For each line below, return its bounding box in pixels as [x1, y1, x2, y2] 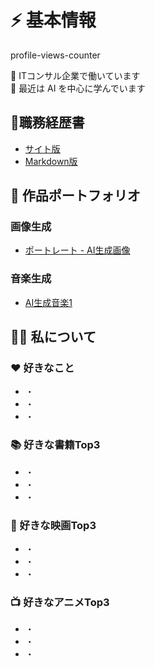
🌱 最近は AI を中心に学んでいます [10, 82, 146, 94]
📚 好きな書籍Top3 [10, 438, 101, 452]
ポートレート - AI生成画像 [24, 244, 131, 256]
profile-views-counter [10, 49, 101, 61]
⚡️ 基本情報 [10, 9, 97, 32]
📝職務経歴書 [10, 114, 85, 131]
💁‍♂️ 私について [10, 329, 97, 346]
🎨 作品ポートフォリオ [10, 187, 141, 205]
